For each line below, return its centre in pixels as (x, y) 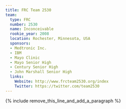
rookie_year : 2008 (30, 34)
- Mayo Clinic (25, 58)
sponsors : (20, 43)
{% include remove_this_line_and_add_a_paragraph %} (63, 101)
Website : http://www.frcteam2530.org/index (62, 81)
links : (17, 77)
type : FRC (20, 19)
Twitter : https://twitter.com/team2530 (57, 86)
